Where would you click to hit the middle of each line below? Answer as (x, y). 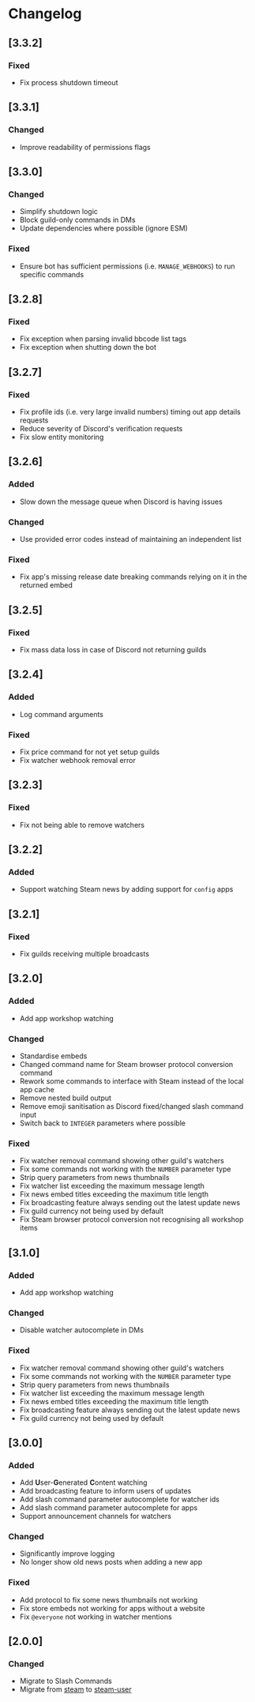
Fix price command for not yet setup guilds (90, 752)
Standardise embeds (53, 1056)
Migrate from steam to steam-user (75, 1689)
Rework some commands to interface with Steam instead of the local (132, 1081)
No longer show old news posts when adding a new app (111, 1562)
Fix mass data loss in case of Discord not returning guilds (113, 649)
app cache (37, 1089)
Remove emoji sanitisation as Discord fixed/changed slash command (131, 1106)
